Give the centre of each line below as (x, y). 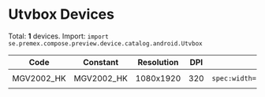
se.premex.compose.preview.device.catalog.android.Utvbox (105, 43)
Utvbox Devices (61, 14)
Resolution (158, 62)
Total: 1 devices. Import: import (58, 36)
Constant (101, 62)
